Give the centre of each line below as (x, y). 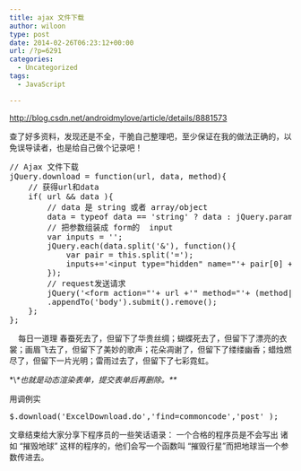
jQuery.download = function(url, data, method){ (118, 176)
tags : (19, 76)
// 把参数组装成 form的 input (110, 227)
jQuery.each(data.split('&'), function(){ (142, 246)
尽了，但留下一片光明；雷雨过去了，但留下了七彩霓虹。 (111, 361)
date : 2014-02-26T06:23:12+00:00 (72, 43)
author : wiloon (38, 26)
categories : (31, 59)
